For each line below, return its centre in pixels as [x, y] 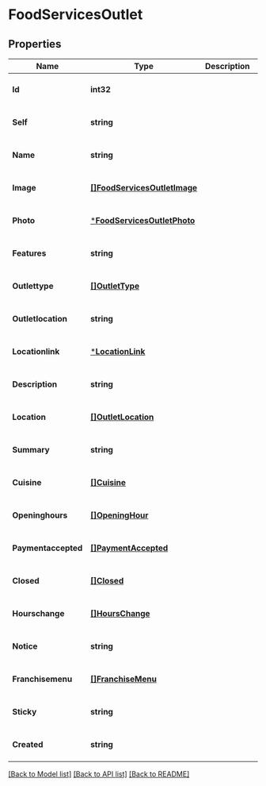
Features [29, 253]
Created [28, 744]
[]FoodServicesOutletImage [144, 188]
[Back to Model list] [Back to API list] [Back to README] [99, 774]
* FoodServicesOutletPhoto [142, 220]
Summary [31, 450]
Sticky [25, 712]
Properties [35, 44]
